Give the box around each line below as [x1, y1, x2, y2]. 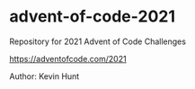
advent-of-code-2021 [9, 6, 176, 27]
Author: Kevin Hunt [9, 70, 80, 82]
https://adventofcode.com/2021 [9, 53, 128, 64]
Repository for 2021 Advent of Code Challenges [9, 36, 187, 47]
